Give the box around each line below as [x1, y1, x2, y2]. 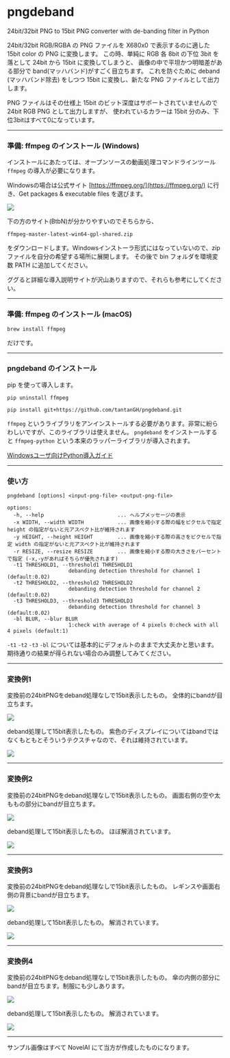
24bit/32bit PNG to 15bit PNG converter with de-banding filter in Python [7, 27, 209, 35]
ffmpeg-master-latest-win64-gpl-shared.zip [7, 231, 133, 238]
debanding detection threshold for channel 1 [68, 567, 201, 574]
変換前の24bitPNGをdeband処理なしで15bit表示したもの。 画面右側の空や [7, 791, 215, 799]
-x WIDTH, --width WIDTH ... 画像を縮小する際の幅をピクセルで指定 [13, 519, 222, 526]
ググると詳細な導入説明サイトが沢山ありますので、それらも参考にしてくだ [7, 275, 217, 284]
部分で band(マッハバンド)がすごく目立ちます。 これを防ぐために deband [12, 67, 220, 75]
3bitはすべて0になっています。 [12, 115, 99, 124]
